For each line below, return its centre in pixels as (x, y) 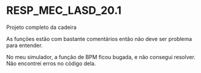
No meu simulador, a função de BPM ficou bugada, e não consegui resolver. (101, 57)
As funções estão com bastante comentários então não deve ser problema (99, 39)
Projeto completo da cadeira (41, 27)
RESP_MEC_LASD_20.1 (64, 11)
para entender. (25, 45)
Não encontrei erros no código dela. (51, 63)
